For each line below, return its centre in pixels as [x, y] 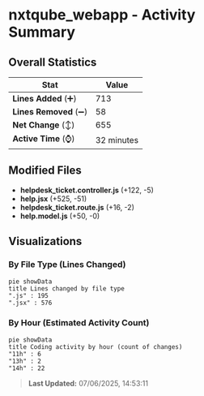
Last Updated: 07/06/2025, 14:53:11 [88, 383]
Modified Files [45, 171]
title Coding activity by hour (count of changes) [96, 346]
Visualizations [45, 241]
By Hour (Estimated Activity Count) [79, 323]
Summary [42, 32]
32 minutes [117, 140]
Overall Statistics [53, 62]
